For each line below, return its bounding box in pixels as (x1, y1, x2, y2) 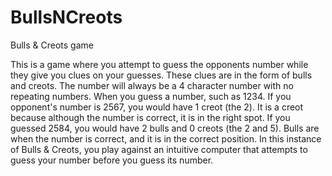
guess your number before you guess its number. (10, 154, 214, 166)
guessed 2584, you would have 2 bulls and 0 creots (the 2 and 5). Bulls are (10, 122, 320, 134)
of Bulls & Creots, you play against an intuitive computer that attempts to (10, 143, 308, 155)
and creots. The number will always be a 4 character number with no (10, 79, 294, 91)
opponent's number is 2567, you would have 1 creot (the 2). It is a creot (10, 101, 304, 113)
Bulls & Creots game (10, 39, 94, 51)
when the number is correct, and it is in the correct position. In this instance (10, 132, 322, 145)
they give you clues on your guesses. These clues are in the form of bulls (10, 69, 313, 81)
